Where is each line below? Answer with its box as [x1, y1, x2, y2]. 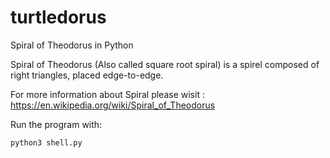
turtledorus [10, 6, 107, 29]
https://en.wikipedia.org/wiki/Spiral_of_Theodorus [10, 99, 216, 111]
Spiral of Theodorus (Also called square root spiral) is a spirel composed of [10, 58, 320, 70]
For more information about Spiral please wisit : [10, 88, 205, 100]
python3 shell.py [10, 137, 83, 148]
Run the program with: [10, 118, 103, 130]
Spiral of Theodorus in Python [10, 39, 134, 51]
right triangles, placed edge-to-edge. [10, 69, 164, 81]
